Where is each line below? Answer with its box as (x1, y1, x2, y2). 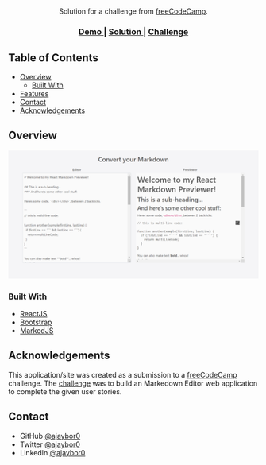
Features (19, 88, 49, 98)
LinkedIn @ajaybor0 (19, 448, 86, 457)
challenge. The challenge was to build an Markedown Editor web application (8, 378, 258, 388)
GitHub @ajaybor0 (19, 431, 81, 440)
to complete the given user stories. (8, 386, 122, 396)
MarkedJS (19, 325, 54, 335)
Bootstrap (19, 317, 52, 327)
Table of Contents (8, 51, 99, 64)
